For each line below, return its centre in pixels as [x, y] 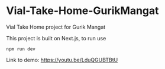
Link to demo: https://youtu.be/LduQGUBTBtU [62, 60]
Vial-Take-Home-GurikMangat [82, 11]
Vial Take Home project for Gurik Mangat [56, 27]
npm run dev [21, 49]
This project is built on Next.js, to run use [56, 38]
